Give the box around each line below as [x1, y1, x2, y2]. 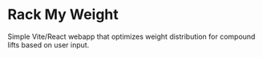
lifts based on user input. [7, 40, 90, 49]
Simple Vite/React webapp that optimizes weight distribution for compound [7, 32, 256, 41]
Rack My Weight [7, 6, 119, 24]
